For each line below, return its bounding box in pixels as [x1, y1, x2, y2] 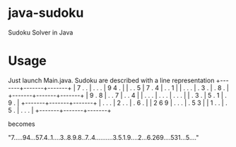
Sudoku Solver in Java [8, 28, 73, 37]
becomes [8, 120, 35, 128]
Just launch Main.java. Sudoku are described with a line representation [8, 76, 215, 84]
